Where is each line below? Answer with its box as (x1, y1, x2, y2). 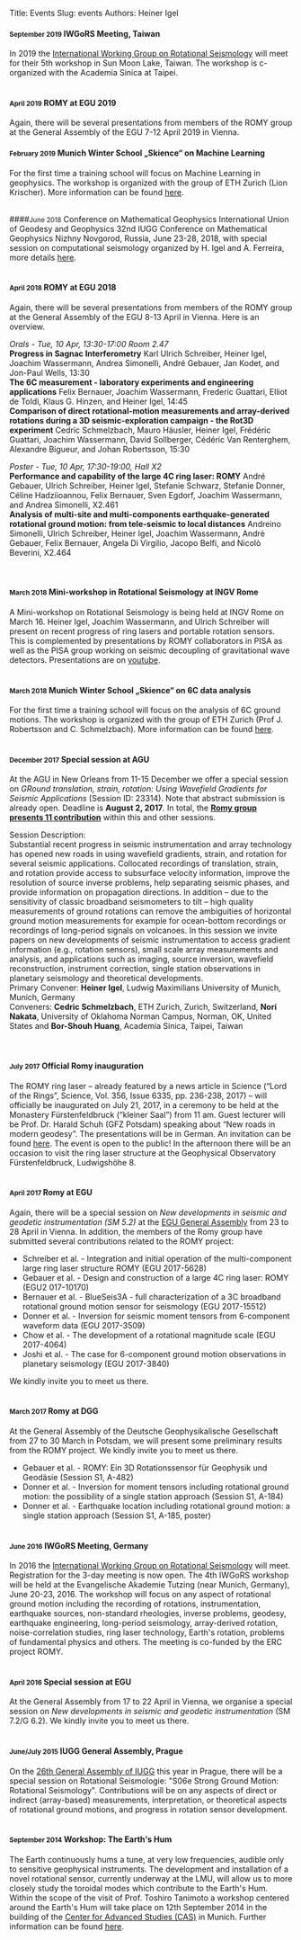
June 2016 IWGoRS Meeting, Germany (9, 1540, 149, 1551)
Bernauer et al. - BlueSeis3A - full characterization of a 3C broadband (22, 1291, 281, 1302)
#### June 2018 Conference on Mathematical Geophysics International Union (9, 213, 289, 224)
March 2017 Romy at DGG (9, 1406, 99, 1417)
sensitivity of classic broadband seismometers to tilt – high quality (9, 897, 254, 907)
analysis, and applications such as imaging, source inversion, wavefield (9, 953, 274, 965)
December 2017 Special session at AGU (9, 754, 150, 764)
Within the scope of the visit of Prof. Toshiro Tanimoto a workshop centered (9, 1892, 290, 1903)
